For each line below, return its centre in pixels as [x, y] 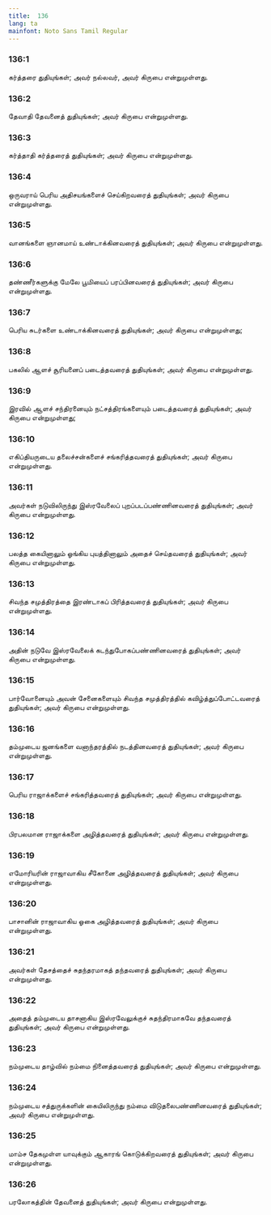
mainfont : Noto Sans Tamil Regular [68, 31]
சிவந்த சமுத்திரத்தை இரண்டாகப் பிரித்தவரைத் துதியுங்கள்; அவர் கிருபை [119, 601]
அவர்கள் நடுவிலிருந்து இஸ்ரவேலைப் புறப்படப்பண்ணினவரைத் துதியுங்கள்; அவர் [131, 505]
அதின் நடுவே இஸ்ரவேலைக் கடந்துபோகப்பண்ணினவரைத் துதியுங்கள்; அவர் [125, 650]
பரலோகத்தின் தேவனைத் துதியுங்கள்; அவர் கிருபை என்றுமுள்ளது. [108, 1202]
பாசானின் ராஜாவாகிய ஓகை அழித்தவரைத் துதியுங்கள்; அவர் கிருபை [113, 922]
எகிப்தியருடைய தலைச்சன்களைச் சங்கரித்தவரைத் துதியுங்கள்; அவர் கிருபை [121, 457]
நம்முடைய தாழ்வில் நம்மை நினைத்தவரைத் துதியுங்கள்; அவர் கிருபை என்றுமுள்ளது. [135, 1066]
